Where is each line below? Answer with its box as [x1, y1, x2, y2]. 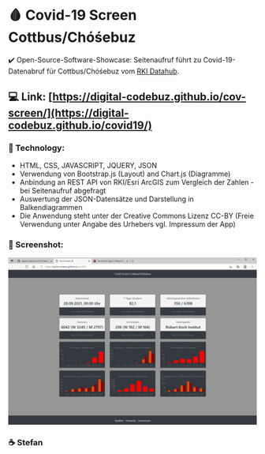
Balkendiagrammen [19, 202, 83, 212]
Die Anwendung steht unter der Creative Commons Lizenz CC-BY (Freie [19, 211, 255, 220]
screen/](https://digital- [8, 107, 129, 120]
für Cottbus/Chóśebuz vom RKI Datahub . [46, 66, 180, 76]
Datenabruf [8, 66, 46, 76]
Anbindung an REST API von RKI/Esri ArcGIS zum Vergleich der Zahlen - [19, 177, 255, 186]
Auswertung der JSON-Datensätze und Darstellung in [19, 194, 195, 204]
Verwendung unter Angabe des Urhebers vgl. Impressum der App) [19, 219, 237, 229]
